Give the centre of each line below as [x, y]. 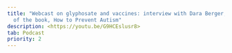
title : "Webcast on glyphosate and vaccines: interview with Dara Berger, [117, 13]
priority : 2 [24, 39]
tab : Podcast [26, 33]
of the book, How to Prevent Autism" [68, 20]
